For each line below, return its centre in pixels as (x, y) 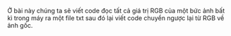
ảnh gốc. (20, 25)
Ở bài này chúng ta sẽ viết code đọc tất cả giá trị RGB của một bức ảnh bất (116, 11)
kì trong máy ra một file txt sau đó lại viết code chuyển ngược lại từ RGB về (116, 18)
